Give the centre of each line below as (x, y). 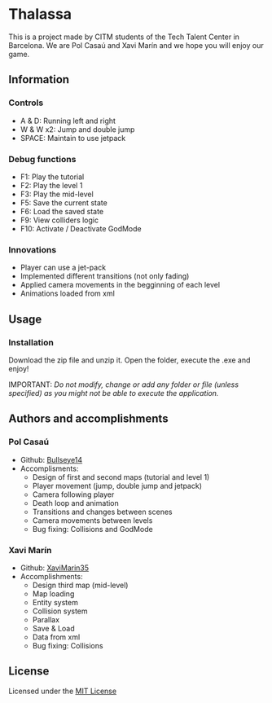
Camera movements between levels (92, 520)
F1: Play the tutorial (52, 177)
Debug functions (42, 159)
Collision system (60, 611)
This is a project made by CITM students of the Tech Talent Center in (124, 37)
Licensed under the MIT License (62, 691)
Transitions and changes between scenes (102, 512)
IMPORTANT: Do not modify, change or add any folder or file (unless (123, 384)
